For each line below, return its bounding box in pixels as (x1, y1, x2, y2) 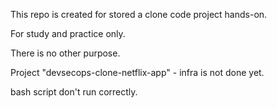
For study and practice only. (10, 28, 126, 39)
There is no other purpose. (10, 47, 121, 59)
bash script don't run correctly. (10, 86, 138, 98)
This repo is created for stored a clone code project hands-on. (10, 9, 268, 20)
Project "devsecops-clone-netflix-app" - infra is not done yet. (10, 67, 265, 78)
